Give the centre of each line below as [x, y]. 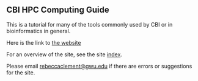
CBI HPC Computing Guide [58, 10]
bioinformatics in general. [38, 31]
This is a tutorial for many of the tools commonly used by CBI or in [90, 24]
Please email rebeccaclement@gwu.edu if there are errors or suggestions [99, 66]
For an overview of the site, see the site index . [64, 54]
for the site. [21, 73]
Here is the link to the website [44, 42]
